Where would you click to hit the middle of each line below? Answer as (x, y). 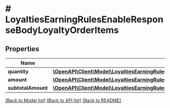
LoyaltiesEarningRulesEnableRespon (84, 19)
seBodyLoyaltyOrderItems (62, 30)
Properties (22, 49)
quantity (18, 71)
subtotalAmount (28, 88)
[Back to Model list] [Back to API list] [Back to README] (63, 100)
